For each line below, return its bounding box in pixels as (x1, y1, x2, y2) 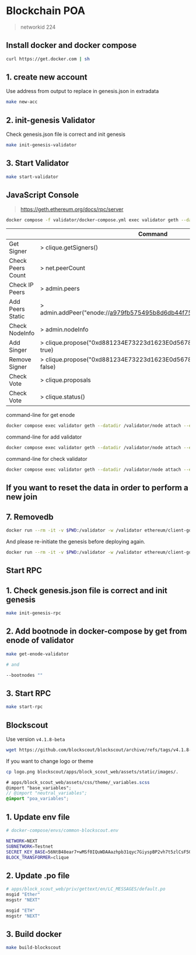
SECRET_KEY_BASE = (6, 849, 48, 855)
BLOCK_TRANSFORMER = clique (6, 854, 69, 860)
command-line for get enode (6, 412, 75, 419)
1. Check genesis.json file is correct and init (6, 586, 167, 595)
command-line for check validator (6, 456, 87, 463)
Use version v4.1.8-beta (6, 735, 65, 742)
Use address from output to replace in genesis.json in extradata (6, 88, 159, 95)
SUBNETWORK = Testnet (6, 843, 54, 850)
